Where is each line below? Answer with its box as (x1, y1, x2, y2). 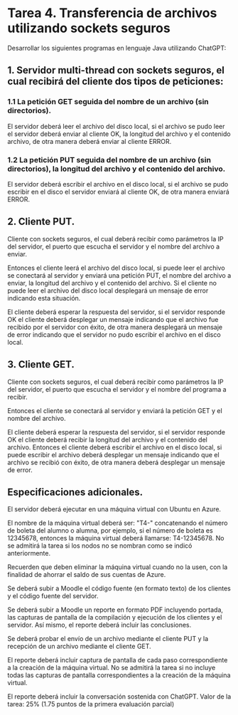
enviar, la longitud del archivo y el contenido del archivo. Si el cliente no (7, 278, 217, 287)
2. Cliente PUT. (7, 216, 75, 228)
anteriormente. (7, 549, 51, 558)
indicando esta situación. (7, 293, 81, 302)
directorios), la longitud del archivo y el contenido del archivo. (7, 164, 226, 174)
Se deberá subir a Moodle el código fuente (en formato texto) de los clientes (7, 584, 231, 593)
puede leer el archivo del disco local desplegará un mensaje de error (7, 286, 209, 295)
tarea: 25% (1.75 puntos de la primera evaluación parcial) (7, 700, 175, 709)
